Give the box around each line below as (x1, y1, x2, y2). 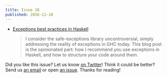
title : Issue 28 (5, 7, 40, 13)
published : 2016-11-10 (5, 12, 53, 17)
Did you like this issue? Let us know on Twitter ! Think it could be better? (5, 61, 155, 67)
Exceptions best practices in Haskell (12, 26, 89, 32)
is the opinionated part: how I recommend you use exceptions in (25, 46, 160, 52)
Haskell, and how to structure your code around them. (25, 51, 139, 58)
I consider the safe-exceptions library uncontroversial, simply (25, 36, 154, 42)
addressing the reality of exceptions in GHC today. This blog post (25, 41, 162, 47)
